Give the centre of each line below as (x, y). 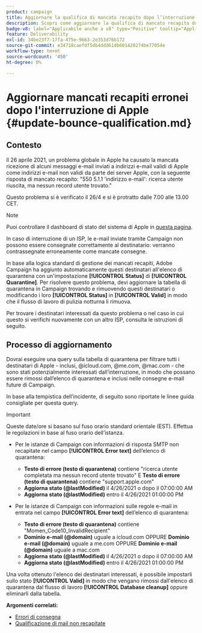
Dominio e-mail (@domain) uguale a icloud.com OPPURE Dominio (107, 537)
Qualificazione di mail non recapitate (60, 623)
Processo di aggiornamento (59, 345)
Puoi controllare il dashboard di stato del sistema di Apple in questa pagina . (99, 227)
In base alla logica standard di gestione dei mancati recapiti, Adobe (89, 263)
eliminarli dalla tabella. (34, 594)
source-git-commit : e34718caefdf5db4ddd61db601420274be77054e (86, 46)
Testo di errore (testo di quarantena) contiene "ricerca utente (101, 469)
